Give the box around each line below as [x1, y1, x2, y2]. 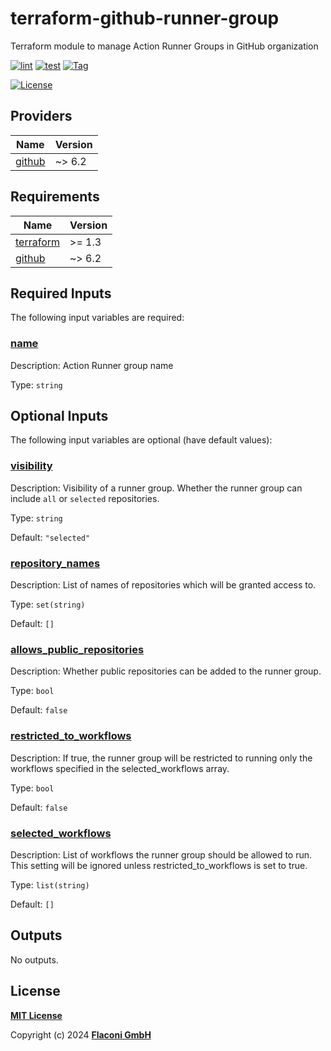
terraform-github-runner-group [10, 7, 280, 30]
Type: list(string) [10, 878, 90, 891]
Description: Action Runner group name [10, 359, 174, 371]
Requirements [10, 188, 100, 206]
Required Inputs [10, 285, 112, 302]
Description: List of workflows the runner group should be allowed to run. [10, 848, 313, 861]
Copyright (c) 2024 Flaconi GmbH [10, 1028, 152, 1041]
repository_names [10, 556, 101, 570]
